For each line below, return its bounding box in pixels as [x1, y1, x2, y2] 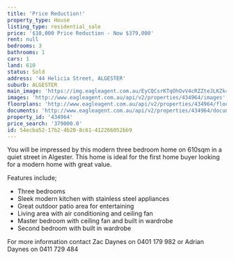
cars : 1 [7, 56, 30, 63]
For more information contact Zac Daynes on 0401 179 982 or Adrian [7, 238, 204, 246]
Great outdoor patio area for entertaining [17, 202, 134, 211]
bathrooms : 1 [7, 49, 45, 56]
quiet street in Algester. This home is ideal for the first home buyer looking [7, 153, 220, 161]
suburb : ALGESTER [7, 81, 58, 88]
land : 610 [7, 62, 36, 69]
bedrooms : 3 [7, 42, 42, 49]
